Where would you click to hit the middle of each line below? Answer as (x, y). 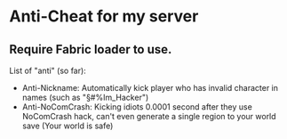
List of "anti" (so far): (48, 70)
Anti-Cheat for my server (104, 16)
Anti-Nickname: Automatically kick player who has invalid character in (150, 88)
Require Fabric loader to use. (91, 49)
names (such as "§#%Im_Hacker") (85, 97)
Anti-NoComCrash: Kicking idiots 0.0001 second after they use (137, 107)
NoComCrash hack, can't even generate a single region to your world (149, 116)
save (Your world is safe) (68, 126)
